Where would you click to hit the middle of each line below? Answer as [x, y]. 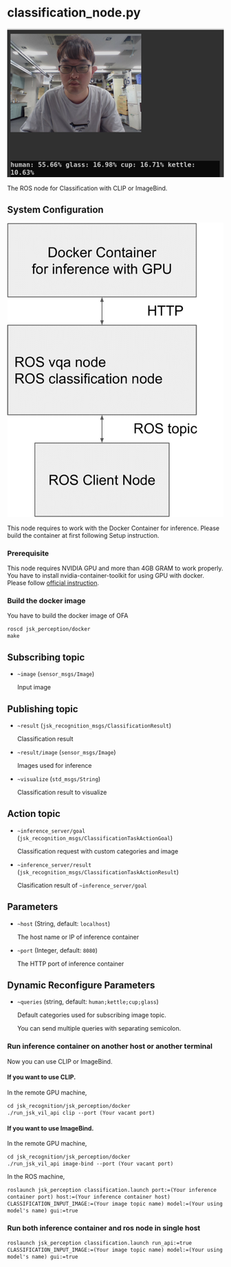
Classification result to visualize [62, 792]
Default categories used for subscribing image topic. [92, 1015]
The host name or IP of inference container [78, 937]
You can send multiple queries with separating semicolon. [99, 1028]
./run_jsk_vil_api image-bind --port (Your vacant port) [90, 1164]
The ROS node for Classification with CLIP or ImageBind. [87, 188]
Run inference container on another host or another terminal [110, 1046]
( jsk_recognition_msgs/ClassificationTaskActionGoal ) [95, 838]
